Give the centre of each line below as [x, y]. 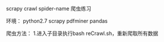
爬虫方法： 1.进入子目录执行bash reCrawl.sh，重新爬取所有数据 [82, 33]
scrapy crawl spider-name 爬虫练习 [49, 8]
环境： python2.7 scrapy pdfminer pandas [57, 21]
